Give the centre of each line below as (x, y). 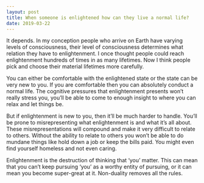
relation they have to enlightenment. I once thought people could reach (95, 54)
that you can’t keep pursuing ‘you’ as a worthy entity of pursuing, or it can (99, 167)
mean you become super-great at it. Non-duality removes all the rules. (95, 173)
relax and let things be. (35, 104)
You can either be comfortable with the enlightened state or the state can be (102, 78)
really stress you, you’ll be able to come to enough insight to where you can (101, 98)
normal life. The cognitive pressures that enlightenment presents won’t (95, 91)
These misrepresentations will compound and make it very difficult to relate (101, 129)
